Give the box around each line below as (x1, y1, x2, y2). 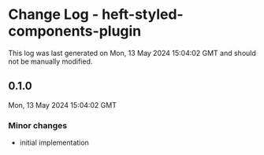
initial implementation (19, 138, 89, 147)
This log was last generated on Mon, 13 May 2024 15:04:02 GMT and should (8, 48, 256, 57)
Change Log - (8, 6, 99, 24)
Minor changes (8, 120, 68, 131)
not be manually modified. (8, 57, 93, 66)
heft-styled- (101, 6, 184, 24)
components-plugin (8, 22, 142, 40)
